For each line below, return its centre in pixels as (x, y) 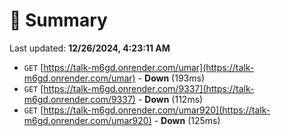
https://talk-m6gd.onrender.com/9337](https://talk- (149, 88)
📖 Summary (58, 20)
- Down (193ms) (171, 78)
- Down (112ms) (170, 99)
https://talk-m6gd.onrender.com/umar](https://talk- (149, 67)
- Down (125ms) (187, 120)
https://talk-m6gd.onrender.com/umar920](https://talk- (157, 110)
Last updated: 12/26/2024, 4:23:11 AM (90, 48)
